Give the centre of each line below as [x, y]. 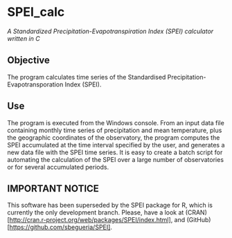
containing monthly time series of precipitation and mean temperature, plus [115, 130]
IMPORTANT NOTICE [53, 189]
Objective [29, 61]
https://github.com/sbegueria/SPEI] [60, 227]
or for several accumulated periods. [58, 167]
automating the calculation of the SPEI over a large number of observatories [115, 159]
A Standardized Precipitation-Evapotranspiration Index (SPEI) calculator [110, 31]
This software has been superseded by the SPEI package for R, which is [110, 205]
